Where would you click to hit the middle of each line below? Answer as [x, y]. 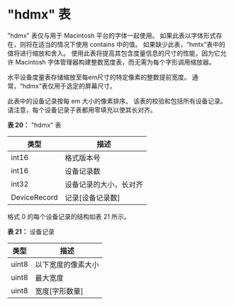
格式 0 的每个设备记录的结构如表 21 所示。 [69, 216]
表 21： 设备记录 [31, 232]
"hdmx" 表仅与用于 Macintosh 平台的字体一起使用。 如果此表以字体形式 [112, 35]
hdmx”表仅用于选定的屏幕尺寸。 [69, 86]
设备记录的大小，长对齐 [104, 184]
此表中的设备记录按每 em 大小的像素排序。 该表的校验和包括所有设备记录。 [117, 101]
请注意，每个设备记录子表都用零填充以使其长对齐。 [82, 110]
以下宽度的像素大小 [67, 264]
